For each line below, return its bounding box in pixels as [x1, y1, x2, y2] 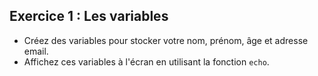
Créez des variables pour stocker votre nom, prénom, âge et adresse [23, 34, 309, 46]
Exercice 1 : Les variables [9, 8, 169, 25]
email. [23, 45, 49, 57]
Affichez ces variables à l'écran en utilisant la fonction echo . [23, 55, 270, 68]
